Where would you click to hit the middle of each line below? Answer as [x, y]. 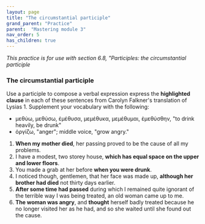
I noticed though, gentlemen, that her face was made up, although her [104, 176]
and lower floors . [37, 163]
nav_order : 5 [23, 35]
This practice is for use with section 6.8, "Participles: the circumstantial [96, 58]
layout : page [23, 12]
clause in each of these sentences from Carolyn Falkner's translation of [97, 100]
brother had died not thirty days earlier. [65, 183]
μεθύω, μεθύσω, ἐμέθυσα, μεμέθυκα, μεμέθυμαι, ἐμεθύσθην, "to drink [105, 119]
